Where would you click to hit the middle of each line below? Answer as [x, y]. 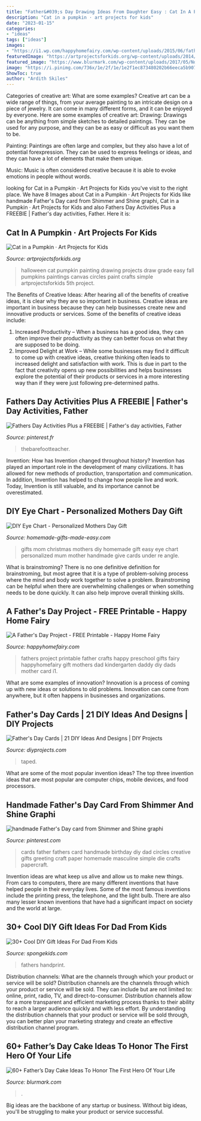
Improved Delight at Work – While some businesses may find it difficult [102, 351]
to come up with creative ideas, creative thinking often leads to [92, 357]
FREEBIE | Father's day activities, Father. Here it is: [68, 214]
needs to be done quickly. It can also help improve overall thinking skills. [95, 593]
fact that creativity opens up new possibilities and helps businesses [98, 370]
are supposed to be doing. [47, 344]
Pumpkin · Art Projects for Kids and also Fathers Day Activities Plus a [91, 207]
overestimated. [25, 492]
